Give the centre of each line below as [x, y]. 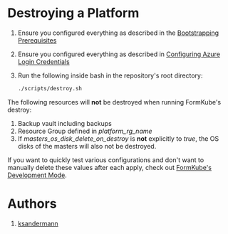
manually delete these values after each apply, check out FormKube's [110, 167]
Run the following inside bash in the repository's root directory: [110, 75]
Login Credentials [43, 61]
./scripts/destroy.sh [50, 88]
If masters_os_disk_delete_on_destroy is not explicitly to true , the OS [118, 138]
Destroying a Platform [73, 13]
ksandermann [38, 223]
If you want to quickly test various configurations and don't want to [106, 160]
